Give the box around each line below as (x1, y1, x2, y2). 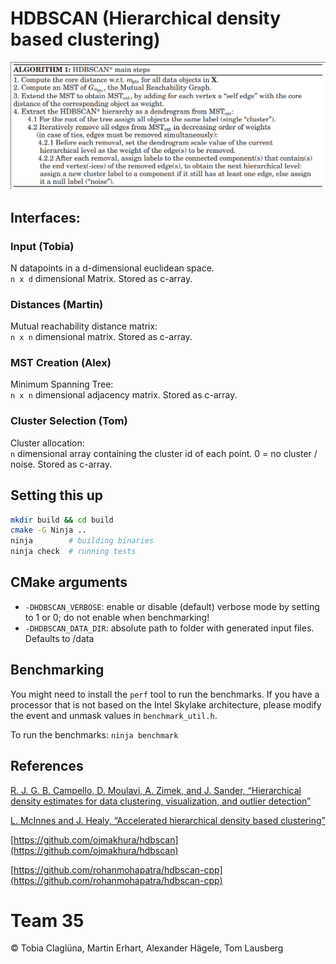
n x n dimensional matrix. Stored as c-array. (10, 331, 193, 343)
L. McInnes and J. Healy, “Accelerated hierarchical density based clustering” (10, 814, 326, 826)
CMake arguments (10, 574, 128, 591)
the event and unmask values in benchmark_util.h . (10, 709, 218, 721)
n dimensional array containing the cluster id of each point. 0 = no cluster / (10, 447, 318, 459)
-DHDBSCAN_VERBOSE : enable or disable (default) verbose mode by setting (24, 600, 320, 612)
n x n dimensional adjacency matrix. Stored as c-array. (10, 389, 238, 401)
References (10, 758, 84, 775)
